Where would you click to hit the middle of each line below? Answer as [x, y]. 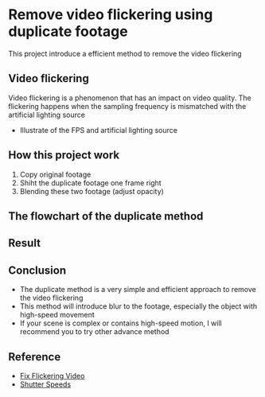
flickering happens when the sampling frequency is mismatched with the [127, 106]
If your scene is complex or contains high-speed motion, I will [121, 323]
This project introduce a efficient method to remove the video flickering [125, 53]
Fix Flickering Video [52, 376]
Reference [35, 357]
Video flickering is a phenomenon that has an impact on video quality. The [130, 98]
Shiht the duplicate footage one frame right [90, 183]
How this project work [64, 156]
